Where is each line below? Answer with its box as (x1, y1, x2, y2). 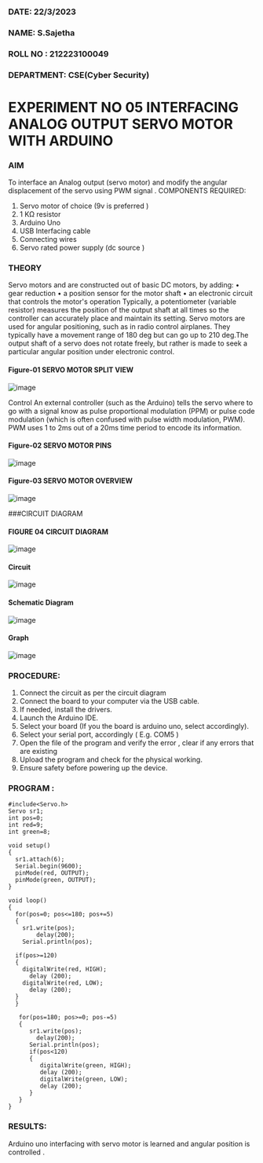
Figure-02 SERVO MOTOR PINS (8, 441, 112, 450)
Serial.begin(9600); (15, 862, 82, 870)
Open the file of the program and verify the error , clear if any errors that (19, 738, 254, 748)
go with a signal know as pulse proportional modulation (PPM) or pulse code (8, 406, 255, 415)
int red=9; (8, 821, 44, 829)
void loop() (8, 897, 47, 905)
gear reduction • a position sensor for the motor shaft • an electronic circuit (8, 289, 253, 298)
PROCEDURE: (8, 670, 60, 681)
